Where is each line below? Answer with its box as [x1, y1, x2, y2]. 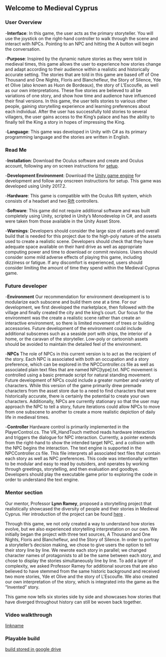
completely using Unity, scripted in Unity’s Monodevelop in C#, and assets [5, 213, 157, 219]
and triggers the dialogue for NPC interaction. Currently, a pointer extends [5, 434, 157, 440]
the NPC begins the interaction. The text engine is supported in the [5, 445, 142, 451]
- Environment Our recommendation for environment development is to [5, 294, 150, 300]
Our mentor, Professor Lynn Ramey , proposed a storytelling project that [5, 500, 152, 506]
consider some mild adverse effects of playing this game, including [5, 254, 142, 260]
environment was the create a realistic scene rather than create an [5, 315, 141, 321]
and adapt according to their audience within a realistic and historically [5, 66, 150, 72]
